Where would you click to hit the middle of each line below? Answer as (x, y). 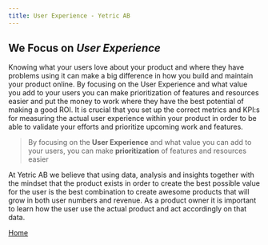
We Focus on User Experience (85, 48)
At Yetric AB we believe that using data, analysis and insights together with (131, 175)
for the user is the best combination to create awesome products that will (129, 192)
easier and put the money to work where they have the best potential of (126, 102)
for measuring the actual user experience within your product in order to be (133, 118)
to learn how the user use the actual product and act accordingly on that (128, 209)
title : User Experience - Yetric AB (69, 16)
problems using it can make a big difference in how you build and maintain (131, 76)
